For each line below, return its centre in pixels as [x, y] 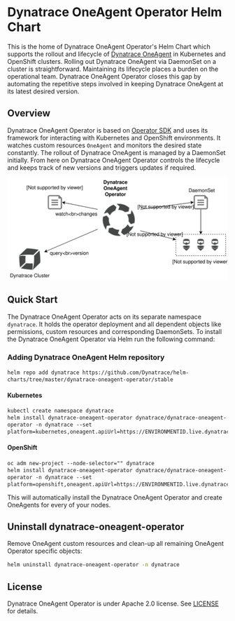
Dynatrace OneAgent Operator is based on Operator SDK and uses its [108, 130]
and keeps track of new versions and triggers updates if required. [102, 167]
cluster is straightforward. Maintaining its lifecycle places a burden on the [113, 69]
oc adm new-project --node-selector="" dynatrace [81, 463]
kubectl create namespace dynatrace [60, 411]
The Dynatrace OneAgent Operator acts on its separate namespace [104, 316]
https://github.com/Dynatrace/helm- [136, 373]
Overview [29, 113]
